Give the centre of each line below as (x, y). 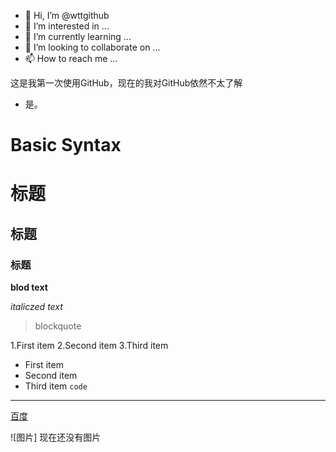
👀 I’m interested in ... (67, 26)
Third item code (56, 386)
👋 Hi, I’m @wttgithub (67, 15)
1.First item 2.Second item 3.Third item (89, 346)
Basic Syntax (66, 145)
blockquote (58, 326)
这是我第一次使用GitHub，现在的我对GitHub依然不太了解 (126, 83)
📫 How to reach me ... (71, 58)
